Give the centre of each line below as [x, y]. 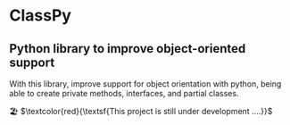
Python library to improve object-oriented [128, 49]
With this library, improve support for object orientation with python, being [145, 84]
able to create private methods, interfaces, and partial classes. [124, 93]
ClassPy [40, 16]
